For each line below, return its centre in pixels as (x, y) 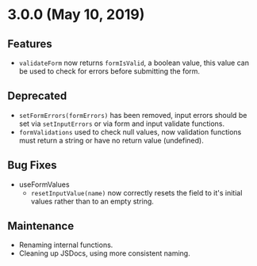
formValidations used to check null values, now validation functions (130, 131)
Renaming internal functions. (66, 245)
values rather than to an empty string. (92, 201)
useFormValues (44, 184)
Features (30, 44)
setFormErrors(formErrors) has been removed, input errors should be (133, 115)
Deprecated (37, 96)
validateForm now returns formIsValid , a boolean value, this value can (134, 63)
